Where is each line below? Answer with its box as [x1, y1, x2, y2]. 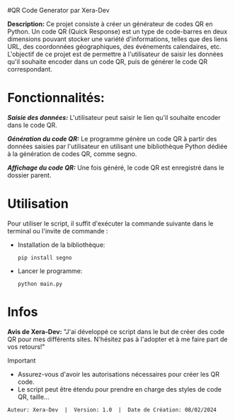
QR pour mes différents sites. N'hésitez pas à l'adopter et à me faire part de [7, 335, 228, 343]
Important [7, 356, 36, 365]
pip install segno [17, 254, 72, 261]
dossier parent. [7, 170, 52, 179]
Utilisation [7, 196, 69, 212]
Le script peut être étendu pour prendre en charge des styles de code [17, 385, 222, 393]
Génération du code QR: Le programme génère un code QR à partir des [7, 134, 217, 143]
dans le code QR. [7, 121, 58, 129]
